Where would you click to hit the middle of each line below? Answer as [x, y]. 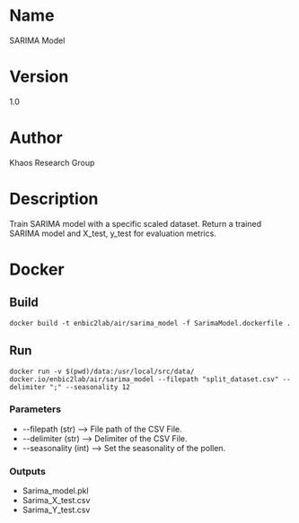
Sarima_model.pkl [55, 491]
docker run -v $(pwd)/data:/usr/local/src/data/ [102, 371]
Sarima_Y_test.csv [56, 510]
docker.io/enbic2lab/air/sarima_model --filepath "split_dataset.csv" [144, 379]
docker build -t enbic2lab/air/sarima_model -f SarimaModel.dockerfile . [150, 323]
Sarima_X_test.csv [56, 501]
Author [36, 138]
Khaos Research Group [52, 162]
